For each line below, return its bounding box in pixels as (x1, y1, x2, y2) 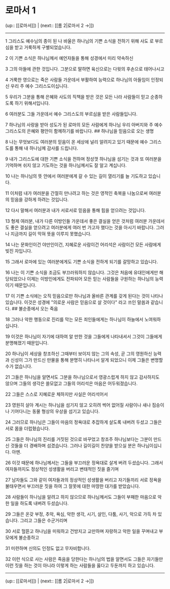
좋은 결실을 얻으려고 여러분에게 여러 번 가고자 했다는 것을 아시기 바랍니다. (10, 224, 155, 230)
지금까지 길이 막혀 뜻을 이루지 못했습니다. (10, 230, 92, 236)
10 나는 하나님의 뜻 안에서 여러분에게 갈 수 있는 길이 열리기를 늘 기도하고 (5, 173, 148, 179)
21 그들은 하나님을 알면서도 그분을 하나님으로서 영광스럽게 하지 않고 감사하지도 (5, 374, 160, 380)
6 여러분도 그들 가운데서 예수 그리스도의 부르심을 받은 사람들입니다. (5, 111, 138, 117)
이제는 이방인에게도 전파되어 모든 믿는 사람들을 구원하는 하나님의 (27, 275, 154, 282)
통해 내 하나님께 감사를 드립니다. (14, 145, 78, 151)
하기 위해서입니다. (14, 100, 50, 106)
